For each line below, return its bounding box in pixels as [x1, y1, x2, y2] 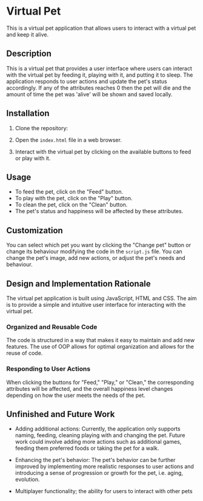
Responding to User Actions [6, 365, 91, 373]
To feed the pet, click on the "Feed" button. [15, 188, 124, 195]
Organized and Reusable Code [6, 323, 98, 331]
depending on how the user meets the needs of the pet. [6, 391, 145, 399]
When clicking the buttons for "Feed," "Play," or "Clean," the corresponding [6, 379, 194, 386]
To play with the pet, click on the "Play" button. [15, 195, 133, 202]
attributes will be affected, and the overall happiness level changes [6, 385, 173, 392]
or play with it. [15, 154, 51, 162]
